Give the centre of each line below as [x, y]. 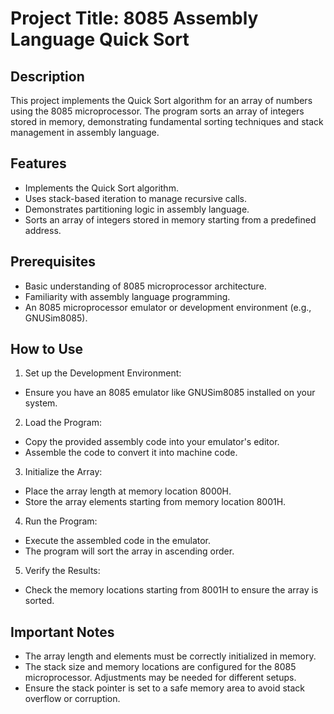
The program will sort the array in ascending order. [129, 551]
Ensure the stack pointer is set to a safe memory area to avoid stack [164, 688]
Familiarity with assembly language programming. [127, 296]
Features [38, 163]
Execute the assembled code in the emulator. [118, 541]
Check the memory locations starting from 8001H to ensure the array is [171, 590]
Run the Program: [61, 521]
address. [43, 230]
